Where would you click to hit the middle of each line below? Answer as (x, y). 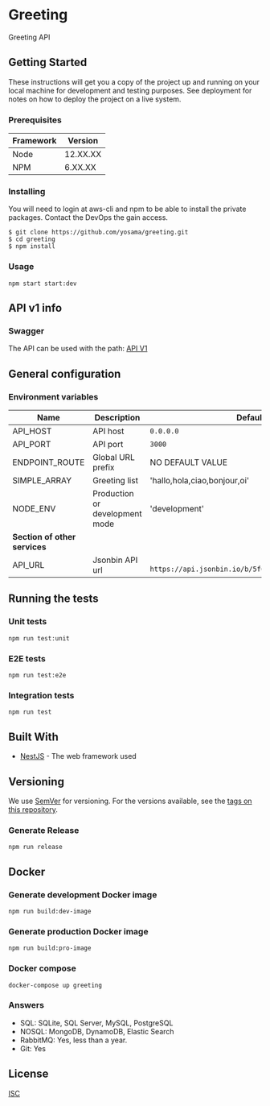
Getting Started (48, 62)
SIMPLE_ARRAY (42, 481)
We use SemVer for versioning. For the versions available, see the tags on (130, 801)
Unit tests (28, 622)
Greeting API (29, 37)
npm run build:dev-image (50, 911)
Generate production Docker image (78, 931)
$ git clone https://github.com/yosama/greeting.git (98, 232)
